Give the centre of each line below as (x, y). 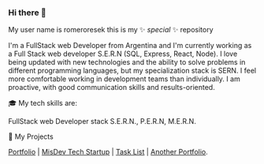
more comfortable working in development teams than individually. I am (124, 79)
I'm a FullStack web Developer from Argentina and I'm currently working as (130, 46)
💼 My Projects (31, 136)
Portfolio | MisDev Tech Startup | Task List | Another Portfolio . (108, 152)
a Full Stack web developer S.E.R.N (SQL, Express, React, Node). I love (123, 54)
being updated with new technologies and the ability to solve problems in (127, 62)
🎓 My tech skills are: (43, 103)
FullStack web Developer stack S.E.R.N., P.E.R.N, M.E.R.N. (102, 121)
